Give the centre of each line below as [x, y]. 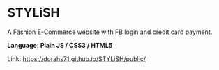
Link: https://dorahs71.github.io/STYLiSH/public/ [77, 59]
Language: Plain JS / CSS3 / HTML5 [60, 45]
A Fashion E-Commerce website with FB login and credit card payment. [110, 32]
